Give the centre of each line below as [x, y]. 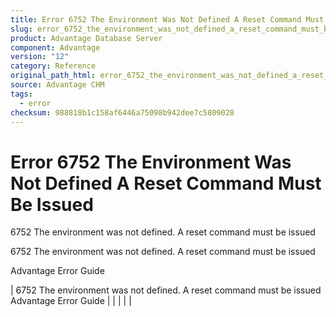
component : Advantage [55, 47]
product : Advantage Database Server [86, 38]
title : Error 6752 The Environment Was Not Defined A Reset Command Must [167, 19]
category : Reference [53, 66]
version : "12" [40, 57]
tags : [21, 94]
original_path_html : [53, 76]
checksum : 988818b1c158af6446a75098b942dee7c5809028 [122, 112]
